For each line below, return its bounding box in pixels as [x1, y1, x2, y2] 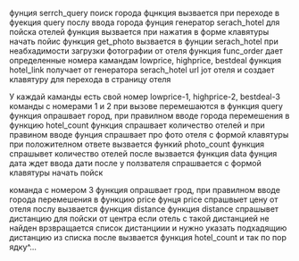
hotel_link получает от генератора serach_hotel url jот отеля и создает [9, 64, 275, 75]
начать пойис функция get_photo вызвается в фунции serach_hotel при [9, 36, 278, 46]
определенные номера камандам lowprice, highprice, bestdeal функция [9, 55, 282, 65]
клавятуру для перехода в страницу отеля [9, 74, 171, 84]
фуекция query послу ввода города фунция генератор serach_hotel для [9, 17, 280, 28]
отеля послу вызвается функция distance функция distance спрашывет [9, 204, 279, 214]
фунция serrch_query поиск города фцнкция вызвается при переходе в [9, 8, 280, 18]
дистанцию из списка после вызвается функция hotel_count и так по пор [9, 232, 287, 242]
